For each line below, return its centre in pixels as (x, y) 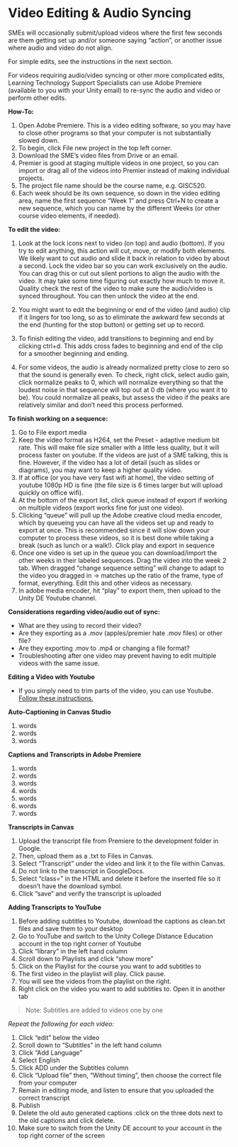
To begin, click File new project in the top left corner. (95, 147)
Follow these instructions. (56, 698)
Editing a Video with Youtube (51, 677)
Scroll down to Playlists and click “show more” (86, 958)
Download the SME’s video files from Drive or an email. (98, 155)
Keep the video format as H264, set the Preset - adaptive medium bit (119, 440)
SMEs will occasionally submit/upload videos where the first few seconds (115, 33)
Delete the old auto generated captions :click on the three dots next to (120, 1113)
